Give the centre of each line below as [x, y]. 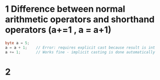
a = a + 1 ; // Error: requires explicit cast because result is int [80, 48]
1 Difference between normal [65, 9]
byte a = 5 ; [17, 43]
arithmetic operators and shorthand [80, 19]
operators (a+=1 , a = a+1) [58, 30]
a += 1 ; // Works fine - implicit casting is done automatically [80, 52]
